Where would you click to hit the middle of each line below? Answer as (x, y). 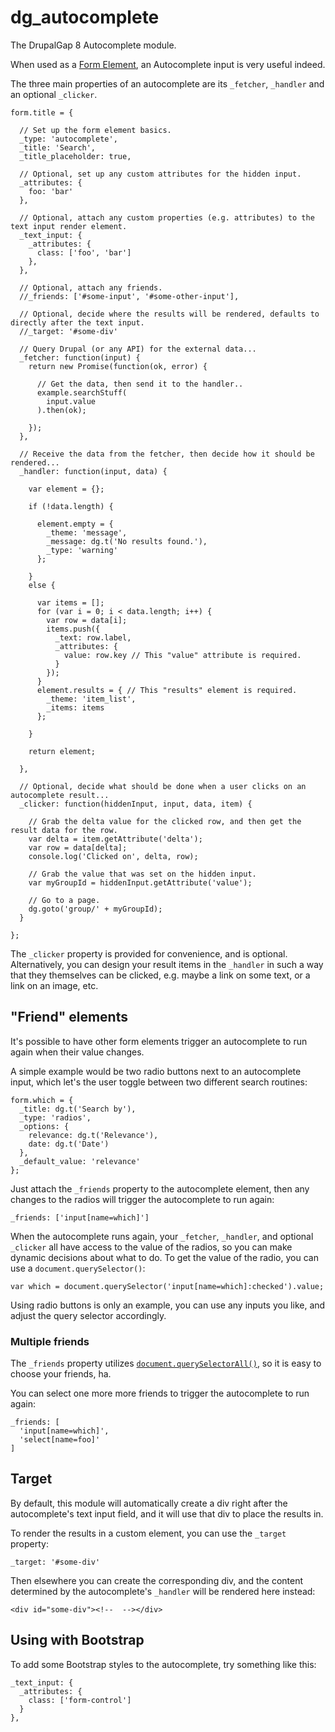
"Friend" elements (69, 1017)
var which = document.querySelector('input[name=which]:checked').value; (167, 1286)
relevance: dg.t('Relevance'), (93, 1135)
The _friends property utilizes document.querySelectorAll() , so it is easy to (166, 1363)
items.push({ (73, 629)
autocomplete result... (60, 795)
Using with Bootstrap (77, 1640)
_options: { (44, 1126)
